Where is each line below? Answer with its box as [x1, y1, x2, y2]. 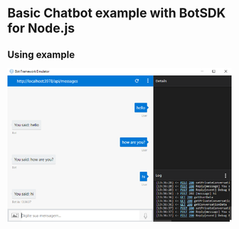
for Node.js [7, 20, 75, 36]
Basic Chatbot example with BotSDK [7, 5, 226, 21]
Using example [7, 49, 75, 61]
